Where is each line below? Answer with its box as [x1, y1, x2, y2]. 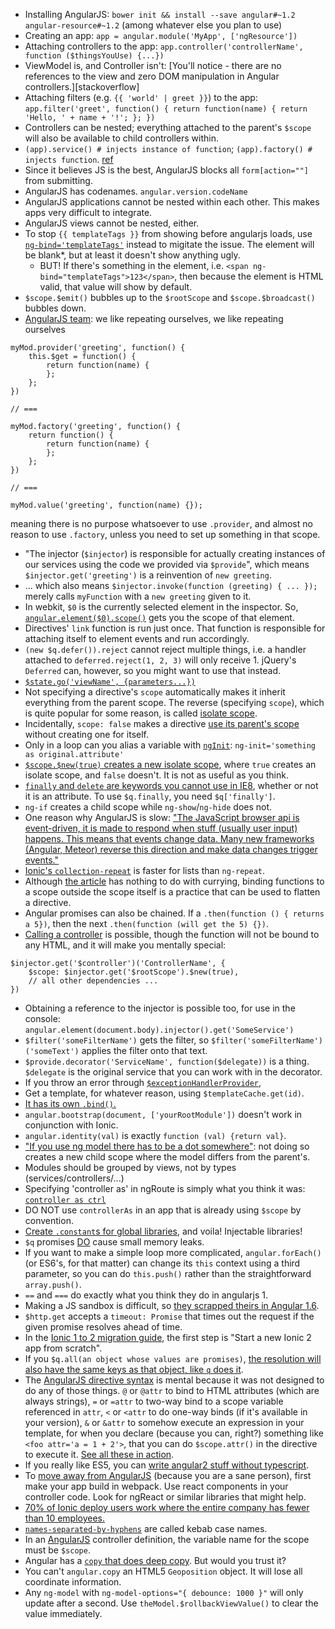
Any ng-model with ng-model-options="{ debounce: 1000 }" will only [24, 1587, 304, 1598]
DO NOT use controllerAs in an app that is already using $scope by [24, 1204, 302, 1216]
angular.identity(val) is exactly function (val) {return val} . [24, 1130, 287, 1141]
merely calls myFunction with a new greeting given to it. [24, 590, 252, 602]
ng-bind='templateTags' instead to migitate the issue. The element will [24, 239, 315, 250]
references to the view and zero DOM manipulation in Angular [24, 70, 280, 82]
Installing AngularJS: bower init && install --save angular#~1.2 [24, 9, 296, 20]
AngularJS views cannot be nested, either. [24, 217, 200, 229]
